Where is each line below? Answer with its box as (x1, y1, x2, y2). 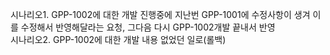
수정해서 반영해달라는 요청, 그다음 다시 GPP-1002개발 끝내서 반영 (20, 21, 276, 33)
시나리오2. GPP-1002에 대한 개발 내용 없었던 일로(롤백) (10, 34, 227, 45)
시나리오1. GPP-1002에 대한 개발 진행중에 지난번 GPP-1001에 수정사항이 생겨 (10, 9, 311, 20)
